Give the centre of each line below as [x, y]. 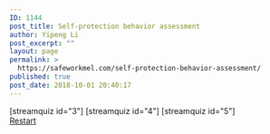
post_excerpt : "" [42, 43]
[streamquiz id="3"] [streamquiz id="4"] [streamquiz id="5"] [122, 110]
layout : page [34, 52]
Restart [23, 120]
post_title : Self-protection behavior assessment [105, 26]
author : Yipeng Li [44, 34]
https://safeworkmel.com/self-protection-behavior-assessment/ [139, 69]
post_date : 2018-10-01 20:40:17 [70, 85]
